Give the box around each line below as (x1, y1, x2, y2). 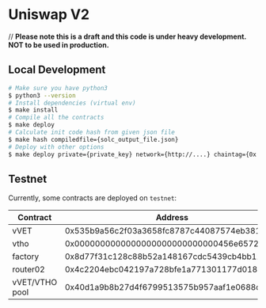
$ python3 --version (8, 91, 77, 100)
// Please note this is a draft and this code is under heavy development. (8, 32, 247, 41)
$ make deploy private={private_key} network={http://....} (8, 150, 211, 158)
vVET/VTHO (12, 277, 58, 288)
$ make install (8, 106, 59, 114)
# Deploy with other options (8, 143, 104, 151)
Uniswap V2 (8, 6, 90, 24)
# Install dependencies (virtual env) (8, 99, 136, 107)
